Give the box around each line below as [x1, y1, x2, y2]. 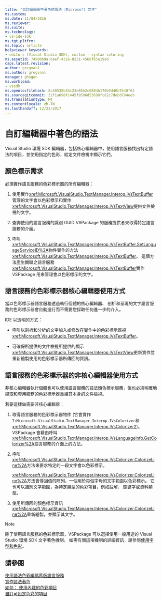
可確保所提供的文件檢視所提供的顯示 [12, 343, 84, 349]
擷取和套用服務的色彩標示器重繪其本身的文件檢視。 [5, 391, 107, 397]
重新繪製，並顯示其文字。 [27, 511, 78, 517]
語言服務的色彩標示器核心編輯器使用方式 [5, 287, 125, 295]
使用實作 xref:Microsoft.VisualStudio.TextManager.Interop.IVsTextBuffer [12, 191, 153, 197]
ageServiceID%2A [12, 247, 49, 253]
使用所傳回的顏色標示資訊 [12, 500, 63, 506]
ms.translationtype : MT [5, 97, 53, 102]
